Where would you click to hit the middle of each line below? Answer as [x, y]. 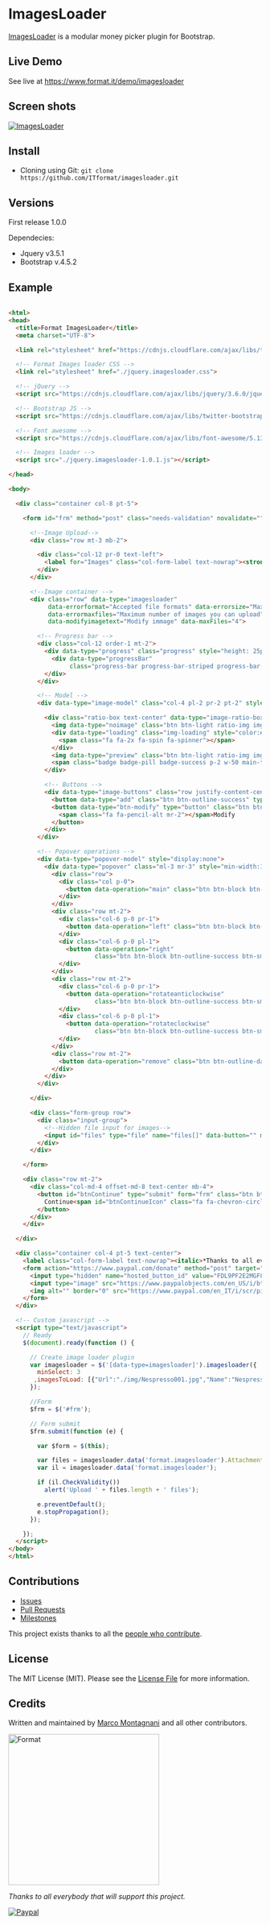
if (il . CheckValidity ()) [79, 1483]
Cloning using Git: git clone [67, 171]
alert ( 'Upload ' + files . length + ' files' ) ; [121, 1490]
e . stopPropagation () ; [74, 1512]
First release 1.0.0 [37, 222]
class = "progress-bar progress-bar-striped [142, 666]
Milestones [38, 1618]
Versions [31, 203]
